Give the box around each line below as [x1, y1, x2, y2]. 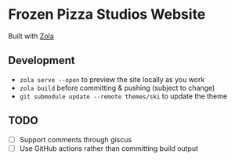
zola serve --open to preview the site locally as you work [19, 74, 205, 84]
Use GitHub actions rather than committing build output [19, 143, 198, 153]
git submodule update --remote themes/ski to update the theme [19, 91, 228, 101]
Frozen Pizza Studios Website [8, 5, 206, 23]
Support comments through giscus [19, 134, 132, 144]
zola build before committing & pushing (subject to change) [19, 83, 215, 92]
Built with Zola [8, 31, 55, 41]
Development [8, 54, 76, 67]
